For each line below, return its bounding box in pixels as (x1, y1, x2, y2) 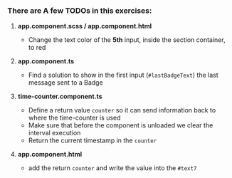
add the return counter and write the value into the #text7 (28, 164, 197, 172)
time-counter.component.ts (17, 92, 102, 101)
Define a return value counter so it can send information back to (28, 106, 216, 115)
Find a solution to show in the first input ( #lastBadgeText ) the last (28, 70, 218, 80)
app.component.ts (17, 57, 75, 66)
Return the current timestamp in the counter (28, 136, 157, 145)
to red (28, 43, 46, 52)
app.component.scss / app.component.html (17, 22, 152, 31)
